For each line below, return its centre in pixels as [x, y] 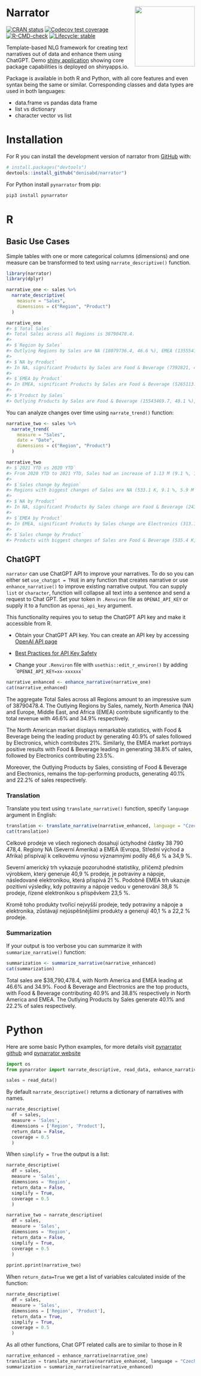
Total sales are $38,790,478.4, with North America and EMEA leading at [95, 980]
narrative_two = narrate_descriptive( [54, 1215]
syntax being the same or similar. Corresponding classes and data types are [100, 85]
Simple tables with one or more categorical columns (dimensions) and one [98, 256]
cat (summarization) [31, 969]
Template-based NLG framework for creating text [67, 47]
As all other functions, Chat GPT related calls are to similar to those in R [94, 1345]
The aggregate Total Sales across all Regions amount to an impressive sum [99, 699]
